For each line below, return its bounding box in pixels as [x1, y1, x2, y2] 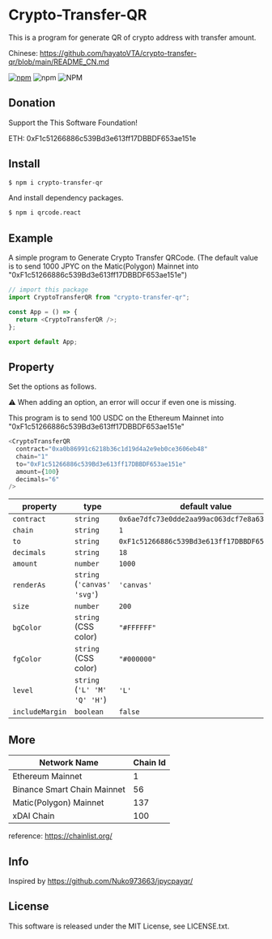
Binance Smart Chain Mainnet [12, 784, 125, 795]
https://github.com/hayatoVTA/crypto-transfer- [39, 48, 197, 58]
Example [8, 231, 53, 245]
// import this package [8, 286, 89, 294]
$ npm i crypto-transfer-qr [8, 179, 104, 187]
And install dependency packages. [8, 193, 124, 203]
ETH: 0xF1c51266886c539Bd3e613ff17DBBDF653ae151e [8, 133, 197, 143]
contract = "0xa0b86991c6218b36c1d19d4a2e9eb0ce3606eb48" [15, 445, 208, 454]
